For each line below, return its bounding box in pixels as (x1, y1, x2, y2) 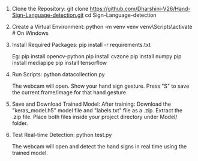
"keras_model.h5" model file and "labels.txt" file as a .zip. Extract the (11, 107, 183, 114)
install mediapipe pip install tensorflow (11, 59, 107, 66)
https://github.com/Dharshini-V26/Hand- (89, 5, 191, 12)
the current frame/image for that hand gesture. (11, 89, 128, 96)
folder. (11, 120, 28, 127)
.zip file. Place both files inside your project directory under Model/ (11, 114, 178, 120)
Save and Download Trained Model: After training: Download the (11, 100, 171, 108)
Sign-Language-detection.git (11, 11, 84, 19)
